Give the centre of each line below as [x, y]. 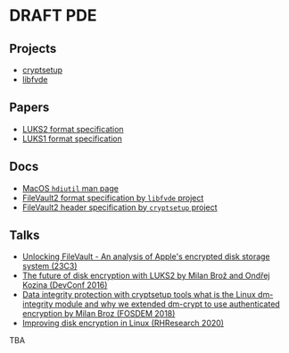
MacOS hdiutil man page [70, 188]
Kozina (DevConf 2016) [65, 285]
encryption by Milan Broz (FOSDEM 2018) [99, 314]
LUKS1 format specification [72, 139]
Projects [33, 49]
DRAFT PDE [53, 16]
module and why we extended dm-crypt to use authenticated [168, 304]
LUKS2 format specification [73, 129]
